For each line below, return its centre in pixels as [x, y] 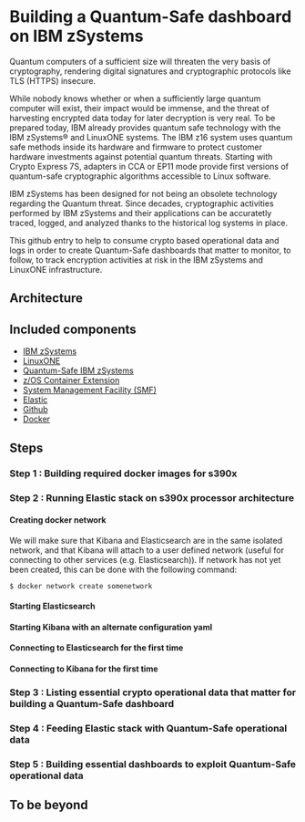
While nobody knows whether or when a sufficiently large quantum [135, 99]
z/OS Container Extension [71, 380]
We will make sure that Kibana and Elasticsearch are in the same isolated [146, 540]
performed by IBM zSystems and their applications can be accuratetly [141, 213]
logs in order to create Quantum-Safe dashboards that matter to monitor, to [150, 250]
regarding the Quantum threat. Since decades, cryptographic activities [142, 203]
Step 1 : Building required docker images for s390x [123, 473]
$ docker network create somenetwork [81, 586]
